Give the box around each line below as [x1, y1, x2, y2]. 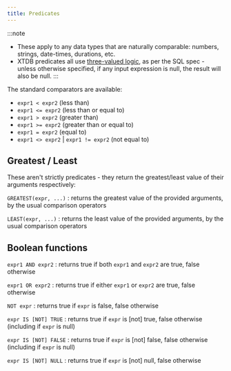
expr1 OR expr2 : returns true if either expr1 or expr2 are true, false [7, 281, 195, 290]
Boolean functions [7, 242, 88, 254]
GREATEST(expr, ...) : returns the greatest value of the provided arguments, [7, 194, 223, 202]
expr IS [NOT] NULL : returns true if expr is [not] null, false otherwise [7, 357, 201, 365]
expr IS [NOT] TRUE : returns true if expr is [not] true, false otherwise [7, 315, 203, 323]
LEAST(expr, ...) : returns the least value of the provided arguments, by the [7, 214, 224, 223]
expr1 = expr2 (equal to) [17, 128, 87, 136]
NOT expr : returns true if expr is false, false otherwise [7, 301, 159, 310]
